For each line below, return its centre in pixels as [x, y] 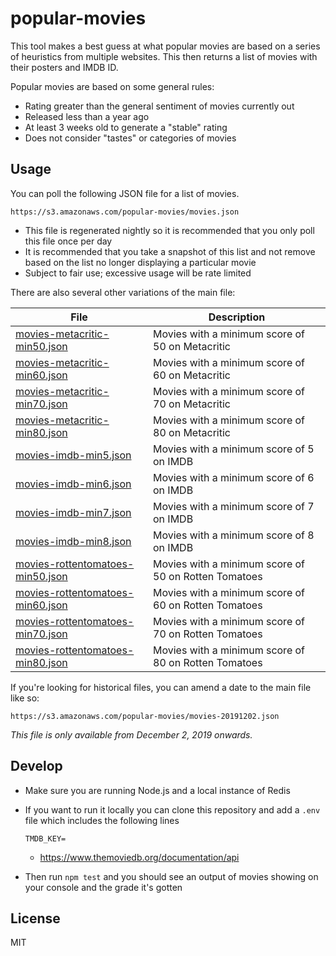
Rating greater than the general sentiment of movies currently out [159, 106]
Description [237, 317]
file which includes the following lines [102, 820]
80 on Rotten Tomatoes [208, 662]
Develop [36, 766]
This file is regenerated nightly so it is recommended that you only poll [169, 230]
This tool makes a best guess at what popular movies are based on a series [165, 46]
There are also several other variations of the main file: [123, 292]
